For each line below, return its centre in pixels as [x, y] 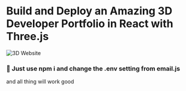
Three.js [28, 37]
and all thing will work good [40, 81]
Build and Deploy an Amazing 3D [89, 11]
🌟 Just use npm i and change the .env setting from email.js [93, 68]
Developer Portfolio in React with [90, 24]
